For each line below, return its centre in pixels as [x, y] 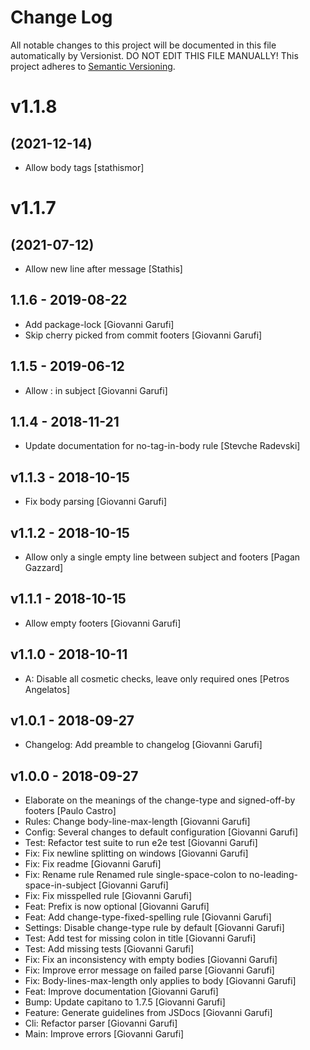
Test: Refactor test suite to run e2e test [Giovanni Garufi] [141, 843]
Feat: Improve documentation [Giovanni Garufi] [121, 992]
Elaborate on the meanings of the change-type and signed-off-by [160, 800]
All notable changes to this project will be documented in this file [143, 45]
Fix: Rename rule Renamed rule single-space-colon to [136, 875]
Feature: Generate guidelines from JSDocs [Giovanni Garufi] [148, 1013]
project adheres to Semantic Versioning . [93, 66]
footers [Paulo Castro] [70, 811]
